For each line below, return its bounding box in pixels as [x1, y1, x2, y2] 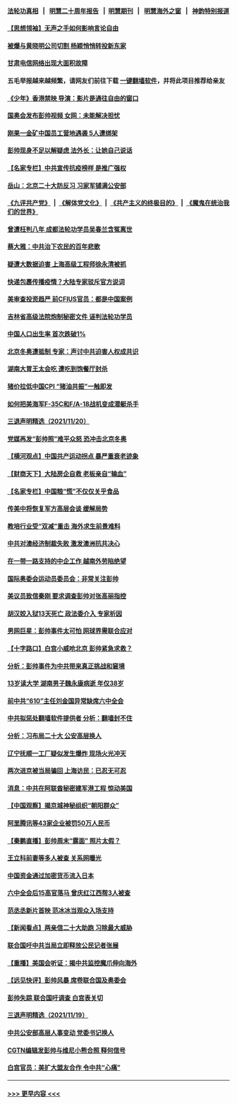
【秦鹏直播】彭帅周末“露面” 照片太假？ [7, 836, 121, 845]
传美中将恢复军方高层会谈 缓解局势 [7, 505, 108, 513]
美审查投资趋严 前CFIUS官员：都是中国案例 [7, 295, 133, 304]
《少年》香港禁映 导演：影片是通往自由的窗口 [7, 94, 139, 102]
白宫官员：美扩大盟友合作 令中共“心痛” [7, 1063, 121, 1072]
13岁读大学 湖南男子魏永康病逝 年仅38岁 [7, 679, 124, 688]
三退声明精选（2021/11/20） [7, 417, 90, 426]
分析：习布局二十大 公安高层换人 [7, 731, 102, 740]
